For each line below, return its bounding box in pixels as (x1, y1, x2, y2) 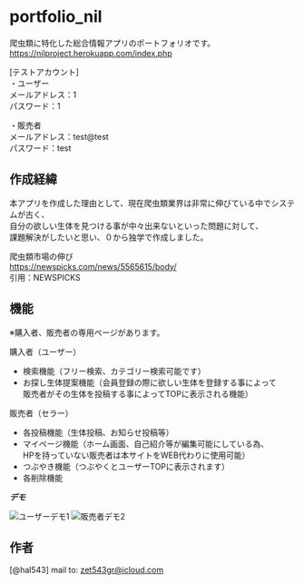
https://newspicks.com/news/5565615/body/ (9, 261, 177, 272)
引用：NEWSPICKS (9, 272, 81, 282)
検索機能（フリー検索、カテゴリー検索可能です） (22, 365, 206, 376)
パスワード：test (9, 143, 72, 153)
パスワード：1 (9, 100, 61, 111)
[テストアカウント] (9, 66, 80, 77)
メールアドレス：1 (9, 89, 77, 100)
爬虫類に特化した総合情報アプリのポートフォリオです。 (9, 37, 216, 48)
